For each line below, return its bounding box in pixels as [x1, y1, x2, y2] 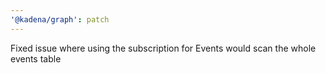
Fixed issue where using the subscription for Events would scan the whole [10, 42, 317, 54]
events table [10, 52, 62, 65]
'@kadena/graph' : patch [10, 14, 110, 25]
